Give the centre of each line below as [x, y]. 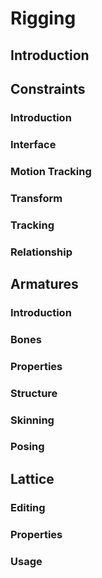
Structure [34, 393]
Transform [36, 198]
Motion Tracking [51, 171]
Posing [27, 447]
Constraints [48, 88]
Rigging [43, 18]
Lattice [32, 478]
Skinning [32, 420]
